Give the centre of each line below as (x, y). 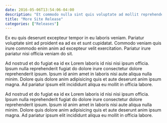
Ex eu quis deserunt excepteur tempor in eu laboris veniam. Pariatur (75, 38)
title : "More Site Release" (34, 19)
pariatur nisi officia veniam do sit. (39, 54)
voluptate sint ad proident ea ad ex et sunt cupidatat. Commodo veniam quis (83, 43)
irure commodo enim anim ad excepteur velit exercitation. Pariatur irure (78, 48)
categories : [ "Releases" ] (32, 24)
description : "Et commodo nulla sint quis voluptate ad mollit (72, 14)
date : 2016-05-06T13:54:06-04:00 (40, 10)
